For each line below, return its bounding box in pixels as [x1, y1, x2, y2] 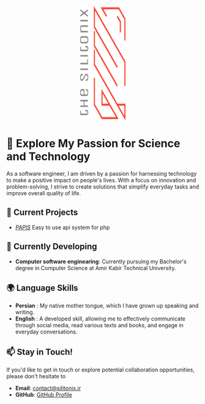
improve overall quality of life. [6, 189, 81, 196]
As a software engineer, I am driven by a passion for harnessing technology [6, 169, 197, 177]
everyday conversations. [15, 328, 78, 336]
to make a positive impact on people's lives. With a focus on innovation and [6, 176, 196, 184]
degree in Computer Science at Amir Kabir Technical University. [15, 264, 176, 271]
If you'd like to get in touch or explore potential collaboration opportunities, [6, 366, 195, 373]
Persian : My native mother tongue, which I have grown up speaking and [15, 302, 199, 309]
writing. [15, 309, 35, 316]
